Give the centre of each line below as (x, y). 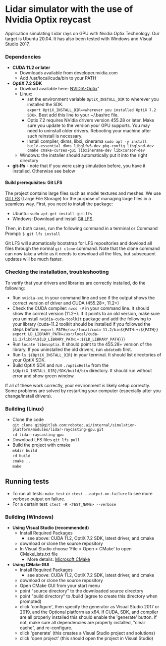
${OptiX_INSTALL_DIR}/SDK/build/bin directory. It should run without (82, 370)
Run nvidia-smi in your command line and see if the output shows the (83, 297)
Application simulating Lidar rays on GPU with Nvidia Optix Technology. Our (82, 33)
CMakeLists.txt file (39, 554)
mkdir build (25, 451)
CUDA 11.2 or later (31, 67)
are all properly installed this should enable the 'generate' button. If (88, 617)
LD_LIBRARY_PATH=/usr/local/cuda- (63, 334)
